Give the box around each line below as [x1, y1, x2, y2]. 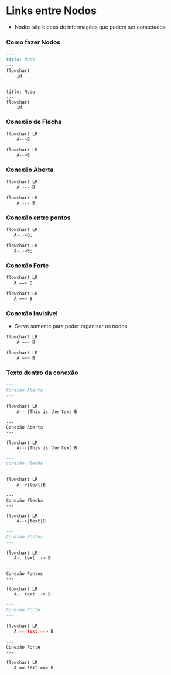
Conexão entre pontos [6, 213, 71, 222]
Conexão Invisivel [6, 309, 58, 317]
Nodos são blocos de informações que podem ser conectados [14, 23, 166, 30]
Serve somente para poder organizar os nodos [14, 323, 128, 330]
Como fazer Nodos [6, 38, 60, 46]
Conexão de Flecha [6, 118, 62, 126]
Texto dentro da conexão [6, 369, 78, 377]
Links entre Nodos [6, 4, 97, 18]
